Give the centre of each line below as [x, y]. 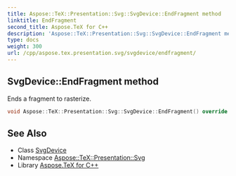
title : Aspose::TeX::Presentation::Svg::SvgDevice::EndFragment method [114, 14]
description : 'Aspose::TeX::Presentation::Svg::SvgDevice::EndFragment [114, 33]
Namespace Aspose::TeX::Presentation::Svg [81, 158]
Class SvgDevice [42, 150]
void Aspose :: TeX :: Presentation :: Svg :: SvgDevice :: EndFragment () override [118, 111]
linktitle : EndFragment [42, 20]
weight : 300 [25, 46]
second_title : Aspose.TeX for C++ [58, 27]
